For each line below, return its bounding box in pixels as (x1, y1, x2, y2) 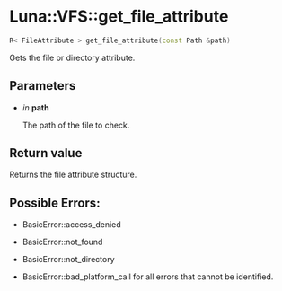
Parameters (9, 78, 76, 93)
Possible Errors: (9, 195, 101, 210)
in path (22, 101, 49, 113)
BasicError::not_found (22, 236, 103, 248)
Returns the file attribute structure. (9, 169, 137, 181)
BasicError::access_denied (22, 219, 121, 230)
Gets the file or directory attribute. (9, 52, 136, 63)
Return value (9, 145, 83, 161)
